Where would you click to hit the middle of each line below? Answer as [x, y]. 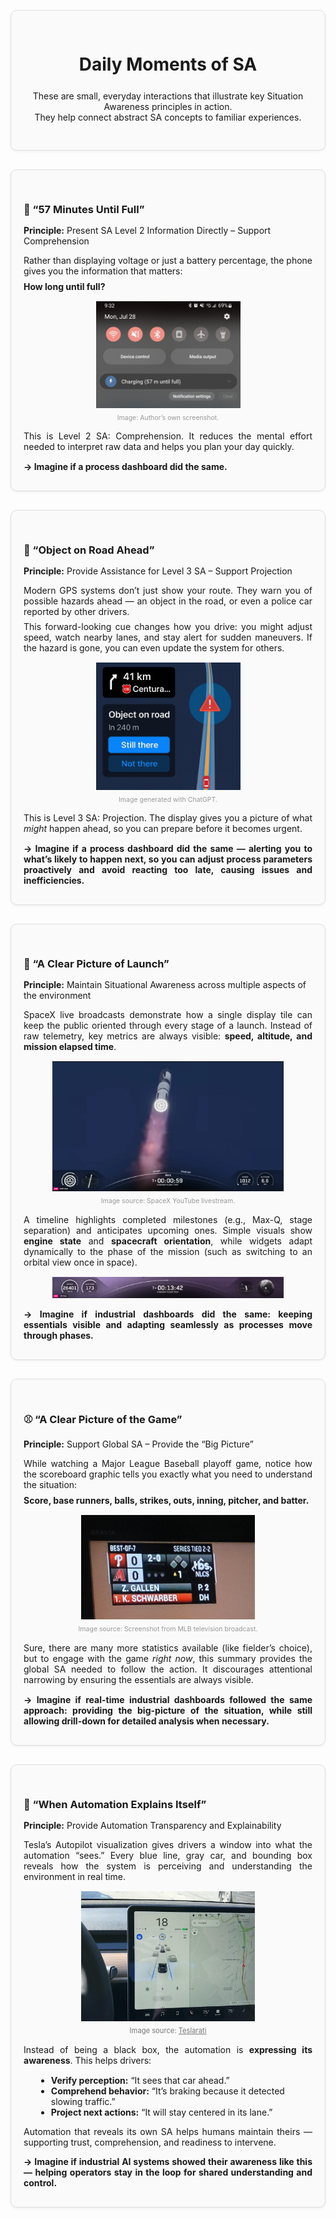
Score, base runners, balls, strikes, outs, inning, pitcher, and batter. [166, 1500]
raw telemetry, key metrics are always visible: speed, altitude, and [168, 1036]
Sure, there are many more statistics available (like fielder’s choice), [168, 1648]
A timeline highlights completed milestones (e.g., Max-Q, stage [168, 1219]
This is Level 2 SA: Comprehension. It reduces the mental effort [168, 436]
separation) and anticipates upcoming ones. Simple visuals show [168, 1230]
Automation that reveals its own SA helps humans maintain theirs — [168, 2131]
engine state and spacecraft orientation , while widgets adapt [168, 1241]
